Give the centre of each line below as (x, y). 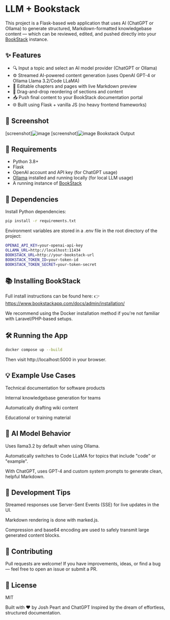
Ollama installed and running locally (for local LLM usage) (73, 178)
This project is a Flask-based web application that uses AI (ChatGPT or (79, 23)
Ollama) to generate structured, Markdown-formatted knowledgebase (78, 28)
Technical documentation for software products (55, 388)
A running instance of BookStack (47, 183)
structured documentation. (33, 613)
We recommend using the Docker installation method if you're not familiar (82, 313)
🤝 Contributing (29, 551)
